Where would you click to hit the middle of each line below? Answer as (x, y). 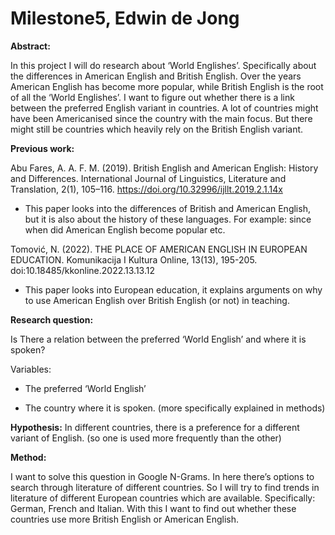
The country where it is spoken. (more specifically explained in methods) (175, 408)
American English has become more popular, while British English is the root (167, 86)
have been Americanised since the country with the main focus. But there (161, 118)
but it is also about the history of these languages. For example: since (168, 219)
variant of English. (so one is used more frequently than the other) (146, 438)
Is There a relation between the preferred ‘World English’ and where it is (158, 339)
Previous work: (42, 148)
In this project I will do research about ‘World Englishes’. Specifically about (163, 65)
